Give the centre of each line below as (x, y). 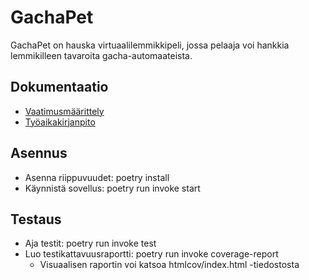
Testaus (36, 219)
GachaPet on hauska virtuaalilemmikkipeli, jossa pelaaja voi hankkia (150, 45)
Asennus (39, 153)
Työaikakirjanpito (60, 122)
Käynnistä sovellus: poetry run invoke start (112, 188)
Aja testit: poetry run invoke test (90, 243)
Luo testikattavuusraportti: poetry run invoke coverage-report (151, 254)
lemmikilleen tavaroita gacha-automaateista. (101, 55)
